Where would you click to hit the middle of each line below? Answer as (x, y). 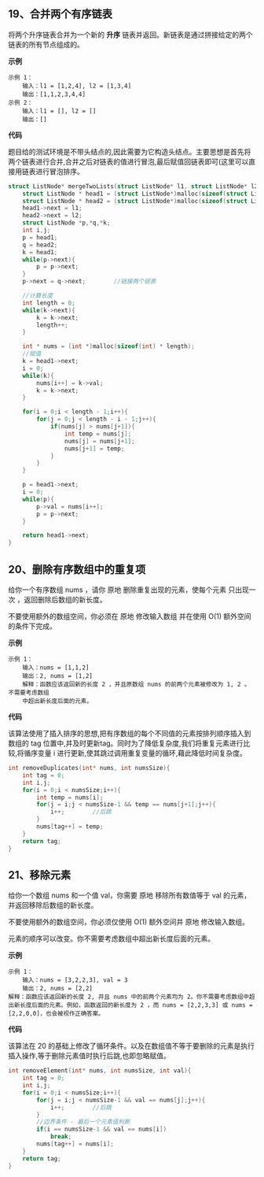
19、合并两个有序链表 (60, 14)
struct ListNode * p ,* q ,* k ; (66, 223)
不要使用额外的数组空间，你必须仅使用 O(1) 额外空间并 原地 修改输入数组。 (129, 922)
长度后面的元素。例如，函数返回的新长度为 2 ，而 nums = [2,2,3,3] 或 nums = (136, 1005)
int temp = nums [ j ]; (98, 434)
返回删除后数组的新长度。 (65, 600)
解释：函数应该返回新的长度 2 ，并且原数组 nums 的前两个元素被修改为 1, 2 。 (136, 684)
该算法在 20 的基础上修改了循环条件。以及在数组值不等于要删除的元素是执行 (132, 1046)
